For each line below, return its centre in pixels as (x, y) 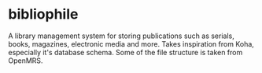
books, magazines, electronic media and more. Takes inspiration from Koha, (131, 43)
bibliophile (43, 14)
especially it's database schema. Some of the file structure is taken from (125, 52)
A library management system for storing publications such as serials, (121, 36)
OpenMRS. (26, 61)
